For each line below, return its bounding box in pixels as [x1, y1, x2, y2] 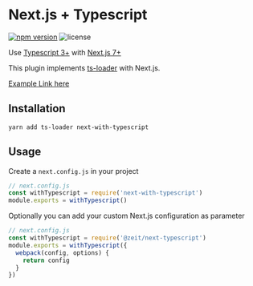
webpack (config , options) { [15, 248, 110, 257]
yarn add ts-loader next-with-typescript [8, 123, 149, 131]
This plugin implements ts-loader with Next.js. [8, 62, 161, 73]
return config [22, 256, 70, 264]
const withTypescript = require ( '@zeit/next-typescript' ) [8, 234, 206, 242]
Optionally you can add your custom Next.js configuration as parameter [8, 211, 245, 221]
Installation [8, 102, 66, 115]
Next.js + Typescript [8, 6, 148, 24]
